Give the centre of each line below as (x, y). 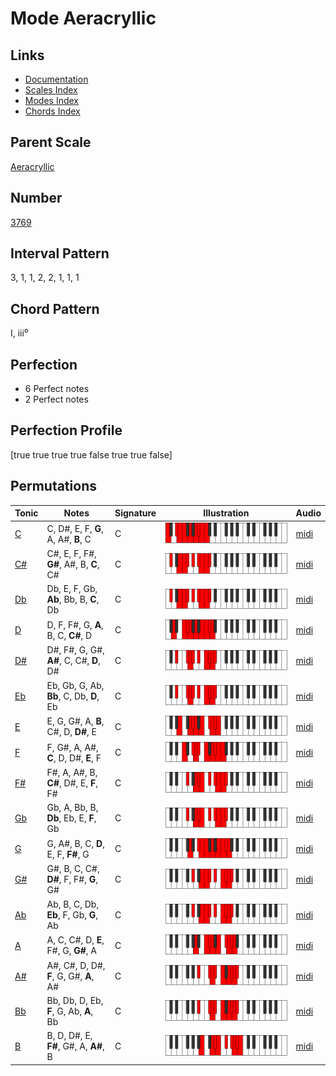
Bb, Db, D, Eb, (75, 1000)
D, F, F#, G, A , (75, 624)
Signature (135, 513)
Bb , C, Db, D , (73, 696)
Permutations (53, 486)
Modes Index (51, 100)
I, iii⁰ (19, 333)
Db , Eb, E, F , (71, 818)
